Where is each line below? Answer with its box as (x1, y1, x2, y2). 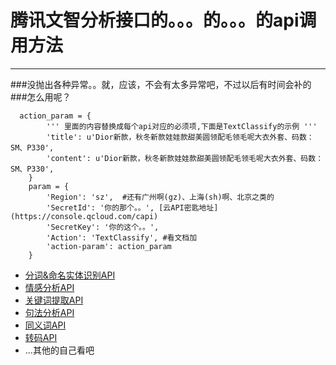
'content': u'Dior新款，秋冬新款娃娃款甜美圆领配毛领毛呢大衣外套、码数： (46, 153, 324, 163)
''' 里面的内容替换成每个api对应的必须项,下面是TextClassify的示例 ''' (46, 121, 318, 131)
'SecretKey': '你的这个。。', (46, 222, 160, 232)
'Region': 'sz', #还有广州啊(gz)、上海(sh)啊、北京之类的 (46, 192, 275, 202)
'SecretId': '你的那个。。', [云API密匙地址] (46, 202, 219, 213)
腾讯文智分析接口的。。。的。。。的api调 (10, 9, 317, 32)
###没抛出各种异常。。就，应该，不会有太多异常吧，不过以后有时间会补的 (10, 78, 312, 90)
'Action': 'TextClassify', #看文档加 (46, 232, 198, 243)
